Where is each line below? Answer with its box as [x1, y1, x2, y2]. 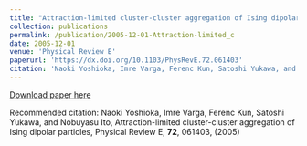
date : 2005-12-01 [9, 38, 76, 48]
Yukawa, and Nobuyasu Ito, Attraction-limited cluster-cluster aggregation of [9, 116, 295, 128]
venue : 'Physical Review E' [9, 47, 117, 57]
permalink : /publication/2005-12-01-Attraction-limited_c [9, 30, 235, 39]
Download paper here [9, 89, 91, 100]
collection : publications [9, 22, 108, 31]
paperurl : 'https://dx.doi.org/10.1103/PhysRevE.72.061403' [9, 56, 244, 65]
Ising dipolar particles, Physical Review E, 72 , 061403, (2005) [9, 126, 240, 137]
